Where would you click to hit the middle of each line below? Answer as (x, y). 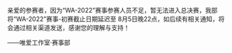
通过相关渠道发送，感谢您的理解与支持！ (71, 28)
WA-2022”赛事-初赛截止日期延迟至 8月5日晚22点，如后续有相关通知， (117, 19)
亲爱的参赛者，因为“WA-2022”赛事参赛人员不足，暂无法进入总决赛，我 (109, 10)
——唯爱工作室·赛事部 (39, 43)
